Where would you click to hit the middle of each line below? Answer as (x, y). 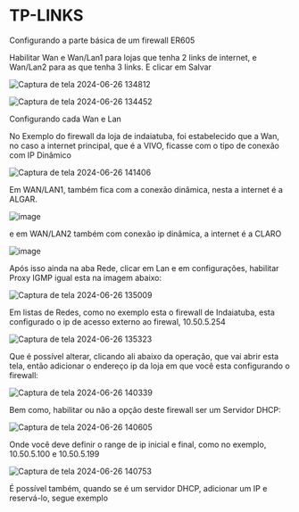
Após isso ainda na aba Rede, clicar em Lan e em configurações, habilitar (144, 268)
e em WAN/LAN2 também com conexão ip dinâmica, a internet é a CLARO (145, 234)
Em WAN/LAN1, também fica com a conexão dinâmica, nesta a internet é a (146, 189)
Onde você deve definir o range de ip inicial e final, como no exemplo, (138, 444)
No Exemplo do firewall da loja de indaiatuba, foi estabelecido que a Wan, (144, 136)
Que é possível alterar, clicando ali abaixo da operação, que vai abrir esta (144, 356)
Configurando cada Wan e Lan (66, 119)
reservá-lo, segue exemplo (59, 498)
